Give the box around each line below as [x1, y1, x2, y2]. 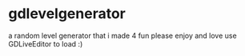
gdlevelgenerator [8, 5, 126, 23]
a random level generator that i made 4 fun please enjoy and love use [8, 31, 238, 40]
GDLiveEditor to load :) [8, 39, 83, 48]
